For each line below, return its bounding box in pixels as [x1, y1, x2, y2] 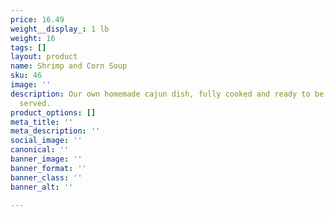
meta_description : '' [10, 126, 101, 136]
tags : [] [10, 42, 47, 53]
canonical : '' [10, 145, 70, 155]
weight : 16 [10, 33, 56, 43]
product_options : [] [10, 107, 97, 118]
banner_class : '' [10, 172, 83, 183]
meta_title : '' [10, 117, 74, 127]
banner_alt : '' [10, 182, 74, 192]
